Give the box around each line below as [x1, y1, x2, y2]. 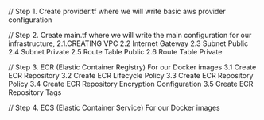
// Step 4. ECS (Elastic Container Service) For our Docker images [8, 103, 220, 112]
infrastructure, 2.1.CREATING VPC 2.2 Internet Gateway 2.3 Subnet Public [8, 39, 249, 48]
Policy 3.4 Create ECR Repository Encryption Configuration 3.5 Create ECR [8, 79, 254, 88]
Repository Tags [8, 88, 62, 97]
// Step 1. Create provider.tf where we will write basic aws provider [8, 7, 226, 16]
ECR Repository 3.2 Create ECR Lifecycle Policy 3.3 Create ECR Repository [8, 71, 254, 80]
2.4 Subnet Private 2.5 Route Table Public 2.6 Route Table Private [8, 47, 223, 56]
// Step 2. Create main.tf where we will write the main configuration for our [8, 31, 252, 39]
